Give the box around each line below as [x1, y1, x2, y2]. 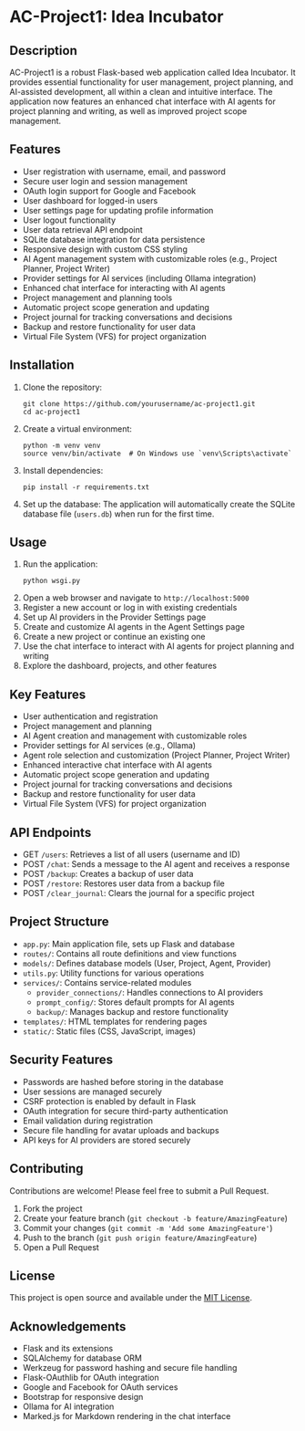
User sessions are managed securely [22, 1086, 162, 1097]
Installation [9, 358, 75, 373]
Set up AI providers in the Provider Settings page [22, 611, 207, 622]
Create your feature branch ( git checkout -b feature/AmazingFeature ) [22, 1212, 289, 1224]
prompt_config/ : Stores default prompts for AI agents [36, 997, 235, 1008]
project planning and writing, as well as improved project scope [9, 106, 248, 116]
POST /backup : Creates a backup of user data [22, 869, 194, 880]
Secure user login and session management [22, 175, 188, 186]
